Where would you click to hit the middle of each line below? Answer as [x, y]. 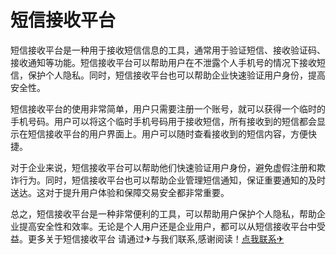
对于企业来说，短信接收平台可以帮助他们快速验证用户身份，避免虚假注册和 [163, 167]
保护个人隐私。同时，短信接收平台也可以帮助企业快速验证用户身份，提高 [176, 75]
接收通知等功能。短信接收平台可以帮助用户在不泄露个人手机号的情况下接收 [163, 62]
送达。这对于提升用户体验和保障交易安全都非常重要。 [120, 192]
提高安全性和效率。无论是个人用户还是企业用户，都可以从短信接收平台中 [167, 226]
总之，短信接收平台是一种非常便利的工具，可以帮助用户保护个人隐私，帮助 [163, 213]
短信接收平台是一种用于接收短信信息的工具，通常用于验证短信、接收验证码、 [168, 50]
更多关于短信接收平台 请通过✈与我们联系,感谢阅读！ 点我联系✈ [156, 238]
